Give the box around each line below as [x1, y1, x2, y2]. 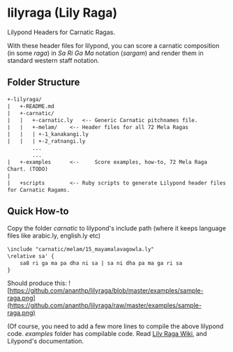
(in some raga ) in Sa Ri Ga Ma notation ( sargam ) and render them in [7, 49, 204, 57]
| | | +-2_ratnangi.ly [7, 137, 86, 144]
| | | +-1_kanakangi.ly [7, 130, 89, 137]
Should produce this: [7, 279, 68, 287]
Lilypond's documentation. [7, 337, 84, 345]
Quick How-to [7, 206, 69, 217]
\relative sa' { [7, 252, 54, 259]
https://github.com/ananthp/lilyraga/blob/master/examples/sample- [9, 286, 204, 294]
